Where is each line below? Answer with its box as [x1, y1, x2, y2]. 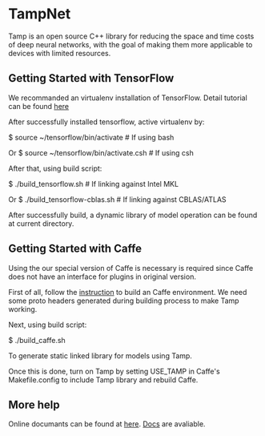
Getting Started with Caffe [8, 242, 143, 256]
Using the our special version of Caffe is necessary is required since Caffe [8, 263, 254, 272]
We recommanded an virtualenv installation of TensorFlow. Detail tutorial [8, 93, 248, 103]
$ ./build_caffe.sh [8, 335, 66, 345]
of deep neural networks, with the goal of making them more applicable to [8, 39, 253, 49]
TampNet [8, 5, 71, 23]
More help [8, 398, 60, 411]
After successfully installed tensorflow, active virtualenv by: [8, 117, 205, 127]
